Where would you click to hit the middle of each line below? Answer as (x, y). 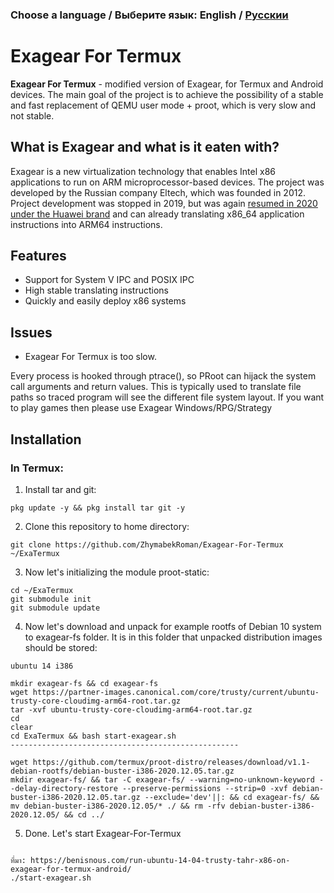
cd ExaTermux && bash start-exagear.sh (93, 736)
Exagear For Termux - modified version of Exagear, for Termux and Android (167, 84)
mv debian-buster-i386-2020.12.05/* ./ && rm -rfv (118, 806)
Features (38, 256)
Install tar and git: (60, 489)
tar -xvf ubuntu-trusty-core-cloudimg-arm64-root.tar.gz (131, 709)
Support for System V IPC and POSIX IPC (109, 280)
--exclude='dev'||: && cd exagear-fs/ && (232, 797)
